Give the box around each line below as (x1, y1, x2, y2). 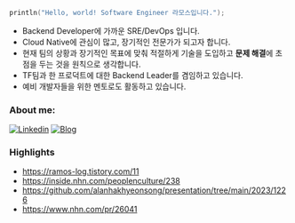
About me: (9, 103, 56, 115)
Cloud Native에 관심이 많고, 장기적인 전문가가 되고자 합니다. (21, 36, 231, 47)
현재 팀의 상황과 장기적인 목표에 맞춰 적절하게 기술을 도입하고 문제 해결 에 (21, 47, 274, 58)
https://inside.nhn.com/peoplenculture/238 (21, 176, 180, 187)
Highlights (9, 147, 55, 159)
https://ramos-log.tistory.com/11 (21, 166, 140, 177)
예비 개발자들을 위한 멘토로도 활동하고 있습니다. (21, 81, 187, 92)
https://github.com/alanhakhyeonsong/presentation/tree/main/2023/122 (21, 185, 287, 195)
